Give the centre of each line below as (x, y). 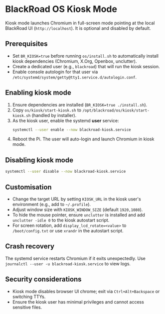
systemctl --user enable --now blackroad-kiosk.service (72, 130)
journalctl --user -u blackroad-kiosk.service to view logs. (68, 263)
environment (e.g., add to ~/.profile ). (52, 204)
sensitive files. (27, 307)
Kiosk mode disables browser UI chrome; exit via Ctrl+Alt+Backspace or (86, 291)
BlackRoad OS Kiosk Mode (61, 9)
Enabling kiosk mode (38, 93)
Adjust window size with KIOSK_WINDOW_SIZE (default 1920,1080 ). (78, 209)
